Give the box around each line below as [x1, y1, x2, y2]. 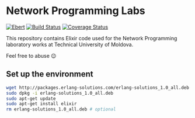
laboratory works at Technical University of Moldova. [6, 41, 134, 48]
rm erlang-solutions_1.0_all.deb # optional [6, 106, 116, 112]
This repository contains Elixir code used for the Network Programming [6, 34, 177, 41]
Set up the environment [6, 69, 93, 79]
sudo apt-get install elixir [6, 101, 77, 107]
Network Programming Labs [6, 4, 146, 18]
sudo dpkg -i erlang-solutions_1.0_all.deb [6, 90, 114, 96]
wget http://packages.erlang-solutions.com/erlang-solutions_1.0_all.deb [6, 85, 190, 91]
